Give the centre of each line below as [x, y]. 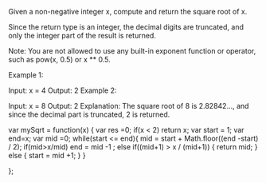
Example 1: [26, 75]
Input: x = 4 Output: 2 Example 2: [63, 90]
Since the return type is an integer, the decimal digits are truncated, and [126, 27]
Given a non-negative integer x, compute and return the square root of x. [128, 12]
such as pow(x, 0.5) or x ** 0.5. [60, 60]
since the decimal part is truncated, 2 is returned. [89, 114]
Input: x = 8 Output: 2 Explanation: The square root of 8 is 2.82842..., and [129, 106]
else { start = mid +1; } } [47, 155]
